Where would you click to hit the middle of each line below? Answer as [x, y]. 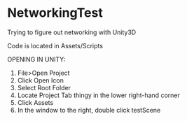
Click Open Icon [41, 80]
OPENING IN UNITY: [36, 59]
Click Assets [35, 102]
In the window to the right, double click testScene [89, 110]
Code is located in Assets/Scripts [55, 45]
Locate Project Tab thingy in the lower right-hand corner [98, 95]
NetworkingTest [55, 13]
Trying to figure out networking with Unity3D [72, 32]
